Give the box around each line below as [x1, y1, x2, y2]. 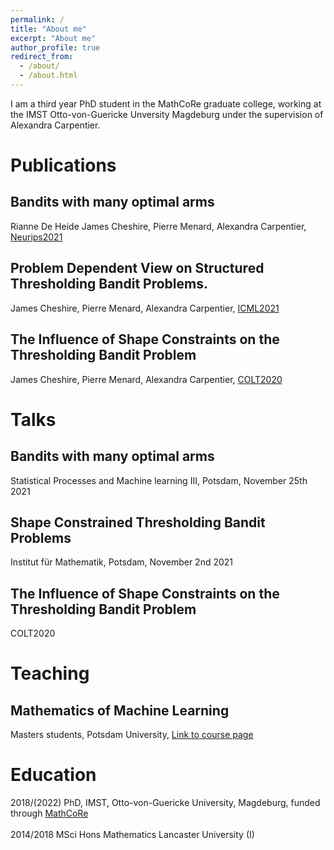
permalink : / [10, 14, 65, 25]
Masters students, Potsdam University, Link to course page [10, 729, 254, 741]
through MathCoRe [10, 807, 89, 820]
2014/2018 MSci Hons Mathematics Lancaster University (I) [10, 829, 255, 841]
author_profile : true [10, 42, 101, 53]
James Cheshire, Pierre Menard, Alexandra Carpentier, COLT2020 [10, 373, 283, 385]
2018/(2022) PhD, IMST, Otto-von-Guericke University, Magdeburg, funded [10, 797, 321, 809]
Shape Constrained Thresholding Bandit [10, 514, 266, 531]
